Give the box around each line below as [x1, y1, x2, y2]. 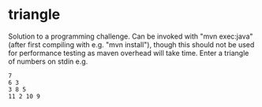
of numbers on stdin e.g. [8, 57, 88, 66]
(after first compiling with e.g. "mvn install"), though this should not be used [8, 39, 255, 49]
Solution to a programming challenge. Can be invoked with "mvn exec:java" [8, 31, 254, 41]
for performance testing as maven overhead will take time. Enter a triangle [8, 48, 249, 57]
